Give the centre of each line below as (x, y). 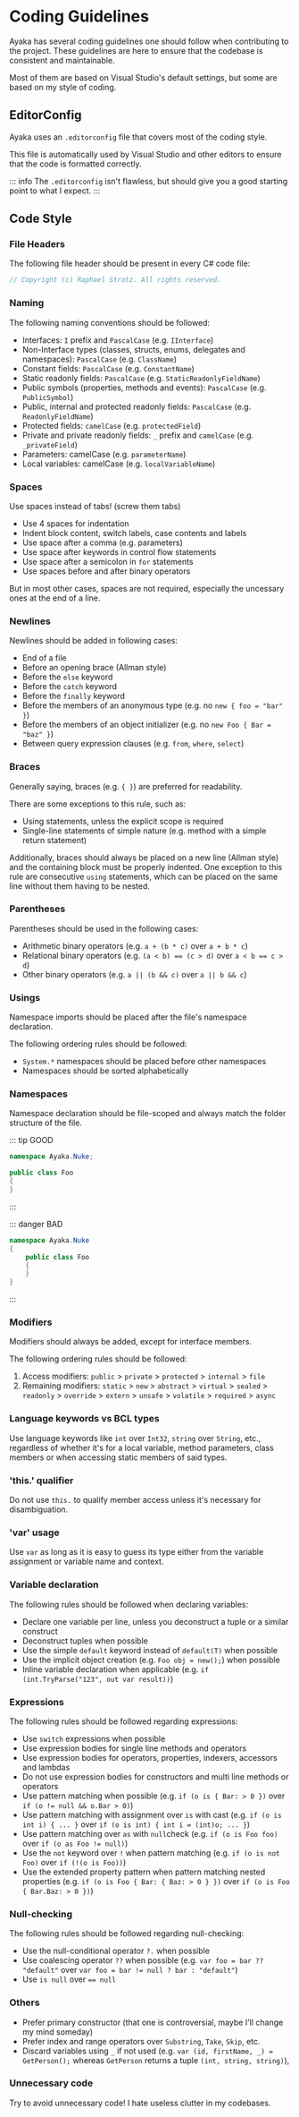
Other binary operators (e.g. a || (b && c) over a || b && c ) (134, 974)
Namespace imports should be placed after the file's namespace (128, 1017)
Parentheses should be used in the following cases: (104, 928)
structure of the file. (46, 1123)
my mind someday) (58, 2032)
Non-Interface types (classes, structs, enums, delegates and (133, 349)
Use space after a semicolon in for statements (108, 561)
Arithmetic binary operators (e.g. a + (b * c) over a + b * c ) (135, 945)
